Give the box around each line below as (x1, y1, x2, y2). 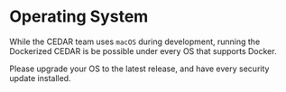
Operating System (9, 6, 149, 27)
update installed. (9, 72, 71, 83)
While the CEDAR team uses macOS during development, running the (9, 36, 261, 47)
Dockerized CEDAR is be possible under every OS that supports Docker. (9, 45, 277, 56)
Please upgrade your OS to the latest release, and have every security (9, 63, 270, 74)
